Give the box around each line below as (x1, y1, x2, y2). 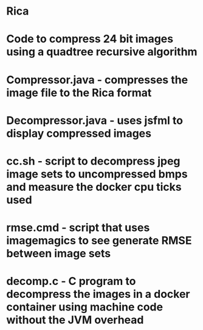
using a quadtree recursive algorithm (6, 45, 198, 59)
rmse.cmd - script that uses (6, 221, 150, 235)
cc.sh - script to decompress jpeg (6, 154, 181, 168)
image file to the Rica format (6, 86, 152, 100)
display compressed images (6, 126, 152, 140)
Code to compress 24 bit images (6, 32, 174, 46)
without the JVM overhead (6, 313, 144, 327)
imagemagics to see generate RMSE (6, 234, 192, 247)
